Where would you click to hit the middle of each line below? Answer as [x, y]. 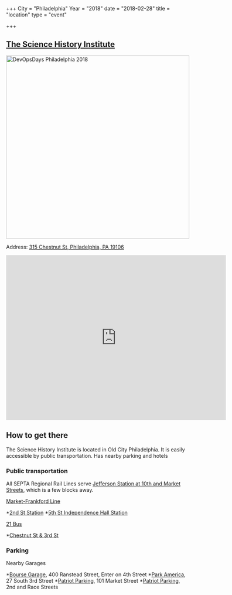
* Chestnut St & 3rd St [32, 535]
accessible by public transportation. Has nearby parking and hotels [87, 455]
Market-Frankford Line [33, 501]
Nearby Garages [26, 563]
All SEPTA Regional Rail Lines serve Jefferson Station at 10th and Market [93, 484]
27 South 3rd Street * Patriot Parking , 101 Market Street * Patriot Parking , [93, 581]
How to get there [37, 435]
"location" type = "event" [37, 15]
